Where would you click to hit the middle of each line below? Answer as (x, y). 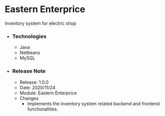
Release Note (29, 71)
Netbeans (30, 53)
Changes (29, 98)
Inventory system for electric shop (40, 23)
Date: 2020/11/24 (37, 87)
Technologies (29, 36)
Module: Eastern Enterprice (48, 93)
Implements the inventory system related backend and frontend (93, 103)
